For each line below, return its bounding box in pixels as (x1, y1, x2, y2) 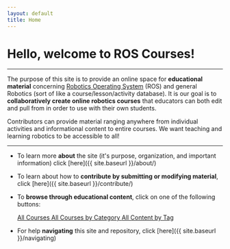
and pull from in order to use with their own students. (7, 104, 157, 112)
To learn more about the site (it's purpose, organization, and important (16, 152, 217, 160)
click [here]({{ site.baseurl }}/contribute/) (16, 180, 133, 188)
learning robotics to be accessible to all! (7, 132, 120, 141)
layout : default (7, 10, 53, 17)
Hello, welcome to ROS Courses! (7, 46, 195, 62)
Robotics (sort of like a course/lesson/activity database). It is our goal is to (7, 90, 217, 98)
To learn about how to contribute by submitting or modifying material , (16, 172, 219, 180)
